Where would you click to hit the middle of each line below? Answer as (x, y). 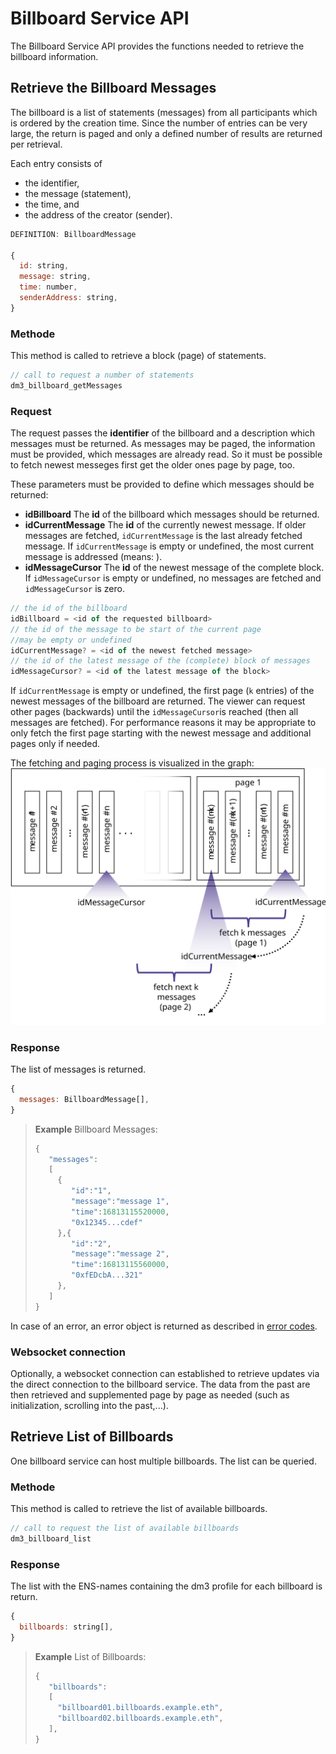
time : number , (48, 287)
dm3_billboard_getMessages (66, 385)
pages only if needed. (55, 744)
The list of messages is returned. (78, 1069)
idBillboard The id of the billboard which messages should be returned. (172, 514)
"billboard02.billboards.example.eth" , (140, 1718)
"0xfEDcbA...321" (107, 1275)
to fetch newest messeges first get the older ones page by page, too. (153, 465)
